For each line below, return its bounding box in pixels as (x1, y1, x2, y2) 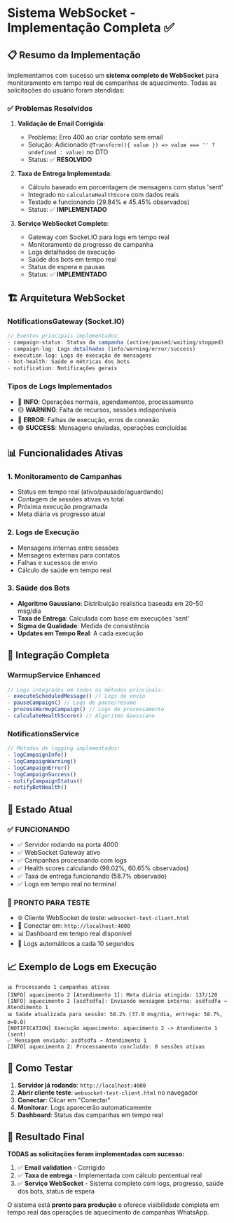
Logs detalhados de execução (27, 248, 116, 257)
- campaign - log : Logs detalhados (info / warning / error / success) (7, 345, 196, 352)
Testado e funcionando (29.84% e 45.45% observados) (27, 198, 190, 206)
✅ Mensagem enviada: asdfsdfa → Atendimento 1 (7, 1037, 147, 1044)
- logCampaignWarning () (7, 757, 77, 765)
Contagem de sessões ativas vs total (17, 495, 124, 504)
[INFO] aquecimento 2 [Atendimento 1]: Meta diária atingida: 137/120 (7, 992, 218, 999)
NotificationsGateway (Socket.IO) (7, 316, 125, 326)
